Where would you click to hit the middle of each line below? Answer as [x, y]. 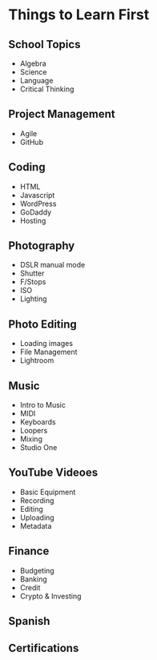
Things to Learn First [79, 15]
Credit [30, 587]
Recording [37, 500]
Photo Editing [43, 324]
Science [33, 72]
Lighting [33, 299]
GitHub [32, 142]
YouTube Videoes [53, 473]
